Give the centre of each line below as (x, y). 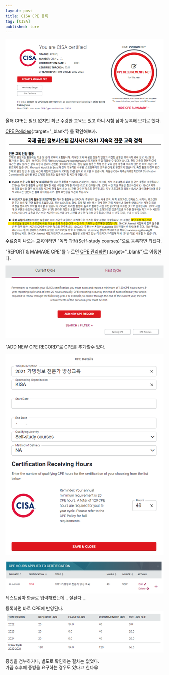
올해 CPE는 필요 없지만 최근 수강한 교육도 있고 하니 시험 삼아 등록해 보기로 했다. (83, 120)
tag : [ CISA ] (18, 21)
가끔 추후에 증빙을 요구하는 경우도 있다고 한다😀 (52, 667)
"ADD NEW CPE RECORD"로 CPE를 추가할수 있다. (55, 347)
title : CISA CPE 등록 (27, 16)
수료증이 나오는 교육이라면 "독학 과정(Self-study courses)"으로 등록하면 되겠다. (84, 241)
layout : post (19, 11)
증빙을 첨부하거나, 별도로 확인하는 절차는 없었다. (52, 661)
